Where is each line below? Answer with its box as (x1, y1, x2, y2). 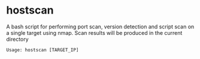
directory (6, 35, 29, 42)
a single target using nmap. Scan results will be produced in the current (6, 29, 183, 36)
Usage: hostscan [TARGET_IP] (6, 47, 79, 53)
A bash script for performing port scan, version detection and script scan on (6, 23, 195, 30)
